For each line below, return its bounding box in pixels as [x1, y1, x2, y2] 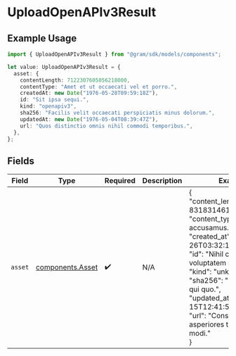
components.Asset [35, 262, 98, 272]
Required [104, 176, 136, 186]
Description [142, 176, 183, 186]
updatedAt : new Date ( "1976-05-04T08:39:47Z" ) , [20, 115, 159, 123]
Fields [7, 155, 35, 167]
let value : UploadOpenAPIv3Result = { [7, 63, 121, 70]
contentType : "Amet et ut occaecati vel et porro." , [20, 83, 178, 90]
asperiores [189, 319, 225, 329]
